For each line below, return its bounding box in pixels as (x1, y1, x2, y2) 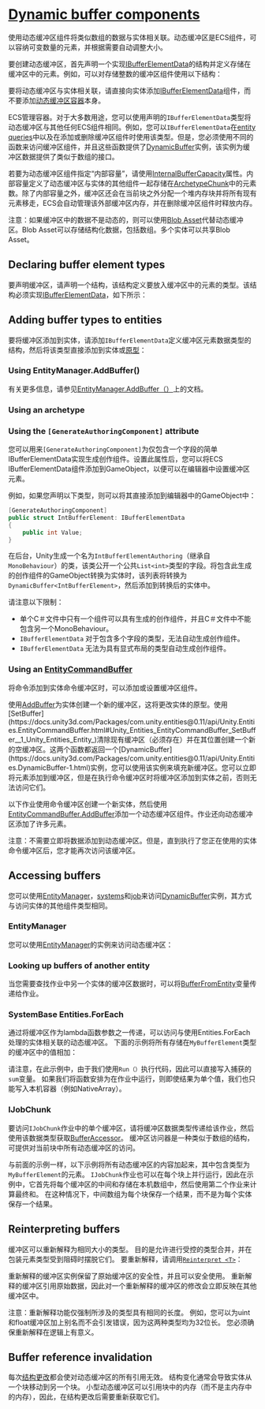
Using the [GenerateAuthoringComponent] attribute (8, 425, 200, 436)
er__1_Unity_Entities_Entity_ (8, 734, 95, 744)
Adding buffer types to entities (8, 313, 162, 327)
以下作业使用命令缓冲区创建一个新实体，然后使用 (8, 799, 167, 809)
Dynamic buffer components (8, 6, 200, 24)
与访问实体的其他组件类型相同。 (8, 901, 112, 910)
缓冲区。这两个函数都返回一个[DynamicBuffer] (21, 744, 173, 754)
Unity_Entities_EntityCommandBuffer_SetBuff (109, 725, 256, 734)
